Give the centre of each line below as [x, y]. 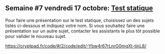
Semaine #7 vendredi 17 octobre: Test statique [79, 8]
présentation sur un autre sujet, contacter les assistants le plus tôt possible [83, 31]
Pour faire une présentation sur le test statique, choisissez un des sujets [80, 20]
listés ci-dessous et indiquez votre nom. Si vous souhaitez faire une [75, 25]
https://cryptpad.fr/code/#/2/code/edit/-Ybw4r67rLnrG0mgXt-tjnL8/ [76, 46]
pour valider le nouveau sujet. [36, 36]
